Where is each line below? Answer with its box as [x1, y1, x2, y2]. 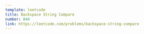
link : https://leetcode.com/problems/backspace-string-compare [5, 21, 140, 26]
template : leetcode [5, 7, 46, 12]
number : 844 [5, 16, 30, 21]
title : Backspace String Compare [5, 12, 75, 17]
